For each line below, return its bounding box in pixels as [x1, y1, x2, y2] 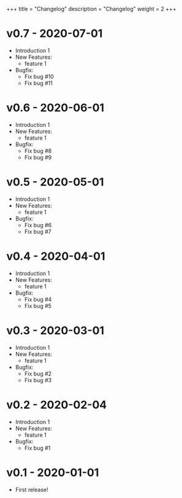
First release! [15, 486, 48, 493]
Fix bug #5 [24, 302, 52, 309]
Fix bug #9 [24, 153, 52, 161]
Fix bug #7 [24, 228, 51, 235]
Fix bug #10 [24, 73, 54, 80]
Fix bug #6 [24, 221, 52, 228]
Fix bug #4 [24, 295, 52, 303]
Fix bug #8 [24, 147, 52, 154]
